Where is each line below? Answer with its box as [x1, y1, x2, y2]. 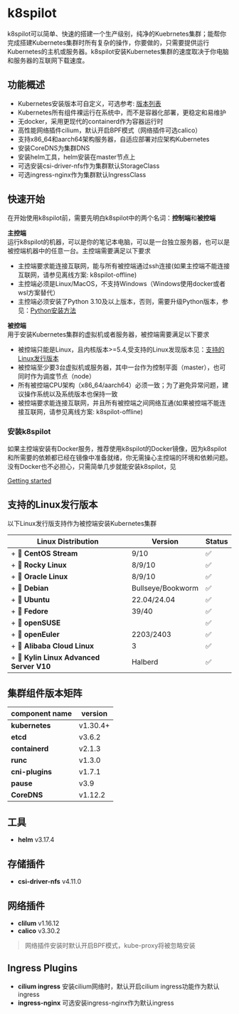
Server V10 [11, 661, 51, 671]
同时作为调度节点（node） [17, 371, 96, 380]
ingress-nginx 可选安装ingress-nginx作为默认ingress [17, 998, 174, 1007]
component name [11, 709, 73, 719]
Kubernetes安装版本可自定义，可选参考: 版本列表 [17, 99, 161, 107]
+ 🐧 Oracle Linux [11, 571, 68, 581]
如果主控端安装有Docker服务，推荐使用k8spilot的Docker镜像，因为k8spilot [7, 444, 227, 453]
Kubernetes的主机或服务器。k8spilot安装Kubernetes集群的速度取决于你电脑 [7, 47, 229, 56]
